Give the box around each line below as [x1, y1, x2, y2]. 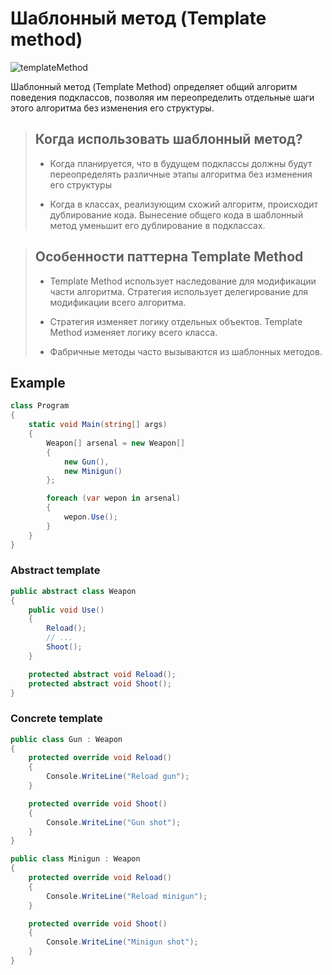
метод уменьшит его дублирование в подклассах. [49, 219, 266, 231]
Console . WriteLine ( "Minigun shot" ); [46, 937, 199, 947]
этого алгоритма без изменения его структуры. [10, 102, 215, 114]
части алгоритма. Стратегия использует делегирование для [49, 285, 308, 297]
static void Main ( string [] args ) [28, 420, 168, 430]
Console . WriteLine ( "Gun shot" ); [46, 817, 182, 827]
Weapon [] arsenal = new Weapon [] [46, 438, 186, 448]
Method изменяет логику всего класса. [49, 326, 218, 338]
